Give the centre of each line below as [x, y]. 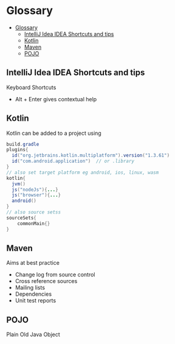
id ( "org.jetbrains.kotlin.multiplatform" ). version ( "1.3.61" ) [91, 156]
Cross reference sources [46, 281]
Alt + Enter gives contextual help [56, 99]
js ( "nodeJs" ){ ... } [35, 190]
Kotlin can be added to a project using [54, 133]
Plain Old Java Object [33, 335]
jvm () [19, 184]
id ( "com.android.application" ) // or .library [73, 161]
